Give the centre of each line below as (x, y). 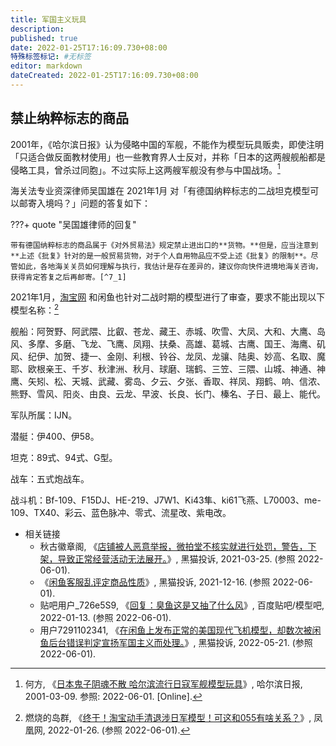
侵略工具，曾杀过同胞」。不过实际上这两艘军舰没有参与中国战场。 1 (145, 169)
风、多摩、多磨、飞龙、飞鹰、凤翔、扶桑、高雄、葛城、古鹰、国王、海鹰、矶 (168, 344)
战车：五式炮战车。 (50, 479)
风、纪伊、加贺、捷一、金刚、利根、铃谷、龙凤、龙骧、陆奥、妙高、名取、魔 (168, 356)
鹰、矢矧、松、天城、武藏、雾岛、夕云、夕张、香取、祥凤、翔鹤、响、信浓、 (168, 381)
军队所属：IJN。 (44, 415)
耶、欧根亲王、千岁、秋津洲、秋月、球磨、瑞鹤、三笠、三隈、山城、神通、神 (168, 369)
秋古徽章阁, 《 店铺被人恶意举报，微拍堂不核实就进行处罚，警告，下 (178, 546)
